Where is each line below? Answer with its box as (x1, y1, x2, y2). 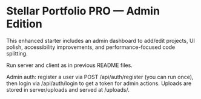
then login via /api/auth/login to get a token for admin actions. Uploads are (6, 80, 192, 87)
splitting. (6, 49, 28, 57)
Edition (6, 17, 42, 31)
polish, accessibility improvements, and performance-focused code (6, 43, 176, 51)
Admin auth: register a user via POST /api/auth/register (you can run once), (6, 73, 194, 80)
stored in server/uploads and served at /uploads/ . (6, 86, 130, 93)
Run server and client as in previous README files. (6, 62, 133, 69)
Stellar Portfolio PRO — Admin (6, 4, 160, 18)
